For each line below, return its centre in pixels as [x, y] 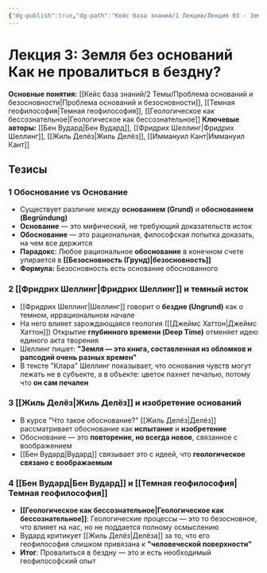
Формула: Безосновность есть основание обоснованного [119, 269]
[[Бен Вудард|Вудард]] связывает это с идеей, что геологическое [132, 454]
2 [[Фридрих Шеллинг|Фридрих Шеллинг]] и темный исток [128, 289]
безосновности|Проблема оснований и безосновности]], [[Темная [122, 102]
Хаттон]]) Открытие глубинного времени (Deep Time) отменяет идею [139, 331]
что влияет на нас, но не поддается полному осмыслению [119, 527]
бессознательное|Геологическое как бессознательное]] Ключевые [124, 119]
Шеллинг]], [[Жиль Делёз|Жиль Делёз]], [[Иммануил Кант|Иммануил [126, 136]
